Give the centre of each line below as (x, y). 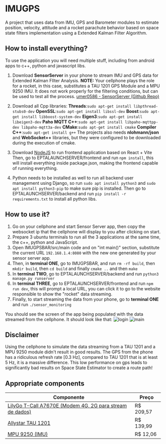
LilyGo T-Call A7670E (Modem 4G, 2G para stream (67, 406)
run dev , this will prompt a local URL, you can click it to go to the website (86, 288)
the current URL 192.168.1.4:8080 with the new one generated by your (84, 253)
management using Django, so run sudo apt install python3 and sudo (84, 183)
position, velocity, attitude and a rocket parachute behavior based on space (82, 27)
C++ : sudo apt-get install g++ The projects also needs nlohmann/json (85, 132)
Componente (69, 397)
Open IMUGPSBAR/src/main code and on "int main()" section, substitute (86, 247)
